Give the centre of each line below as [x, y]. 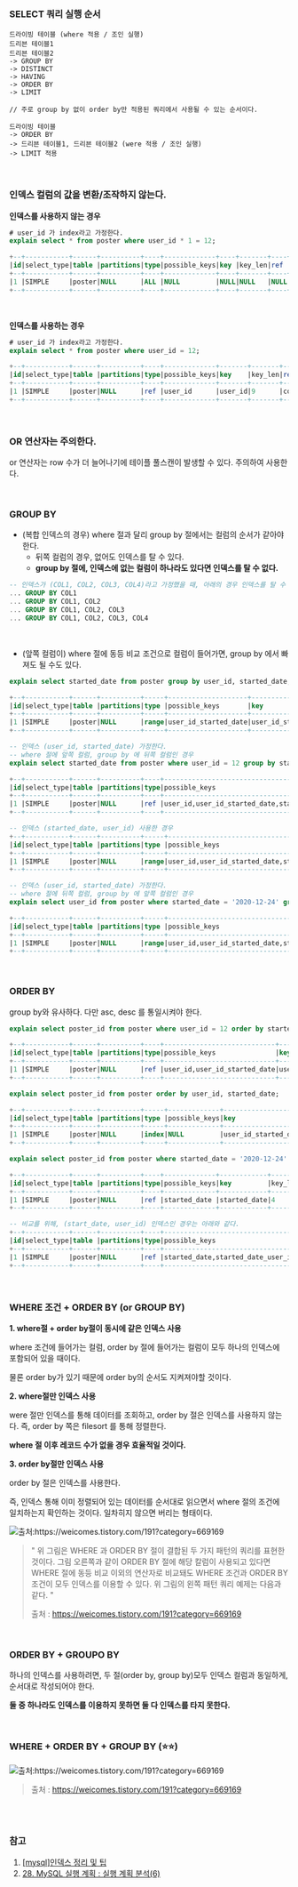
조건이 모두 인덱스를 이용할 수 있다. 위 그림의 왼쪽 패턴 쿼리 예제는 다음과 [156, 1584]
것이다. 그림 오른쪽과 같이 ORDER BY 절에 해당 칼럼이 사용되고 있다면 [151, 1562]
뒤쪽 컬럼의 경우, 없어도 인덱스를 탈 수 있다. [110, 557]
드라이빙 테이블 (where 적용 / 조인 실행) [77, 35]
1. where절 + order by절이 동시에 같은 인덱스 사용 [95, 1328]
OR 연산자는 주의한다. [53, 441]
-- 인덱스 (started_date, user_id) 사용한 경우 [91, 829]
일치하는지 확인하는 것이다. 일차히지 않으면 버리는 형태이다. [111, 1513]
